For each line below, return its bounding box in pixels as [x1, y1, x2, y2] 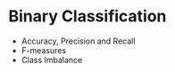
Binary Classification [8, 6, 167, 27]
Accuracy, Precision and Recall [21, 36, 136, 46]
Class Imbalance [21, 54, 83, 65]
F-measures [21, 44, 67, 55]
